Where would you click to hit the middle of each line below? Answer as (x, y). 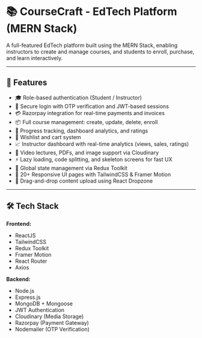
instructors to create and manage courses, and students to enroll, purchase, (100, 51)
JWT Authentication (40, 310)
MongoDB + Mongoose (44, 303)
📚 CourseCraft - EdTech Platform (92, 12)
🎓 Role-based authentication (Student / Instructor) (78, 98)
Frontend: (19, 224)
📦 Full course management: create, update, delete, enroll (86, 122)
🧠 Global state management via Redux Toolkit (71, 168)
